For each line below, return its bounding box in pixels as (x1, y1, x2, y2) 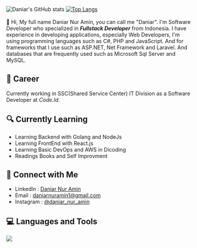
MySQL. (6, 57, 26, 63)
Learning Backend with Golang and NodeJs (14, 133, 122, 140)
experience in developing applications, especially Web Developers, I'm (6, 31, 180, 38)
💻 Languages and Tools (6, 216, 97, 226)
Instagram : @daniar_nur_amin (14, 198, 90, 205)
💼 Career (6, 74, 40, 84)
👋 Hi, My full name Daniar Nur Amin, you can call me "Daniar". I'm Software (6, 19, 191, 25)
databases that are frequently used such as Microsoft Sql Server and (6, 50, 176, 57)
